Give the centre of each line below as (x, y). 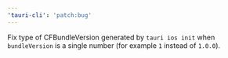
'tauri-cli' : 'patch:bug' (49, 15)
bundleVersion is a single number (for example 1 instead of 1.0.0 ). (114, 45)
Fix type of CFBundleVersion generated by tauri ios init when (111, 37)
